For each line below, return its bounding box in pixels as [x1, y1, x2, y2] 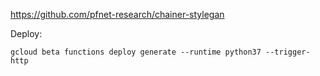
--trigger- [265, 47, 311, 57]
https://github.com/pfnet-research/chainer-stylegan [10, 9, 225, 20]
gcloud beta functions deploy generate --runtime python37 [10, 47, 262, 57]
